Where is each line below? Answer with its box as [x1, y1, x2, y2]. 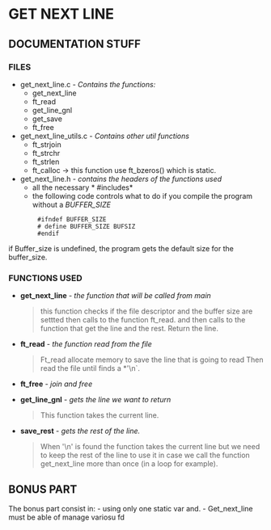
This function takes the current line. [40, 410, 159, 420]
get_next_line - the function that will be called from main [19, 291, 212, 301]
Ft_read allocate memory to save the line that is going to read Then [40, 355, 264, 364]
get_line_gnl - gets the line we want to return [19, 395, 171, 405]
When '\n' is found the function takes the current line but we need [40, 442, 260, 452]
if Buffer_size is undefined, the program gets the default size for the [8, 243, 235, 253]
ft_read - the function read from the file [19, 339, 152, 349]
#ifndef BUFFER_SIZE [37, 215, 107, 223]
